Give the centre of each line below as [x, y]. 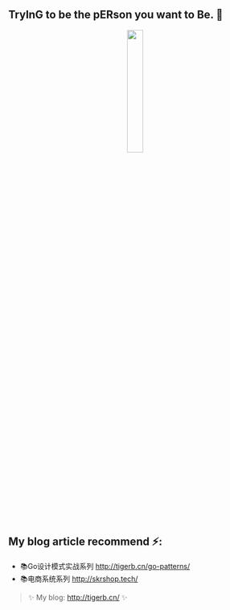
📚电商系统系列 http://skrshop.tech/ [79, 579]
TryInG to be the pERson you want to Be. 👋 [116, 15]
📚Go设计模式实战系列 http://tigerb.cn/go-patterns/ [105, 566]
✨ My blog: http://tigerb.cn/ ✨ [78, 597]
